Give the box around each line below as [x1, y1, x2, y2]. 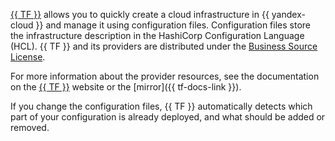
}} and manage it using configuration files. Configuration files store [35, 19, 311, 31]
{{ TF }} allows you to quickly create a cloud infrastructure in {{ [10, 9, 270, 20]
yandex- [271, 9, 306, 20]
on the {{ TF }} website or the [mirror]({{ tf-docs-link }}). [10, 81, 242, 93]
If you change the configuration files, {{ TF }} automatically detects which [10, 100, 313, 112]
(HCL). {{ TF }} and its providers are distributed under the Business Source [10, 40, 318, 52]
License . [10, 51, 46, 63]
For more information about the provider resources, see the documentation [10, 70, 320, 82]
